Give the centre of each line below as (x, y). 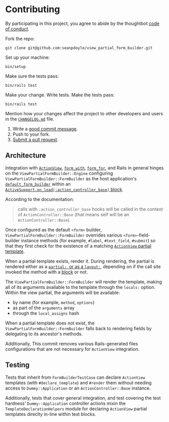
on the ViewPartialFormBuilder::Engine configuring (59, 173)
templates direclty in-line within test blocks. (51, 414)
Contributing (33, 9)
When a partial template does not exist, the (50, 323)
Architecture (26, 156)
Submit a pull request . (35, 139)
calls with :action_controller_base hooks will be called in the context (90, 209)
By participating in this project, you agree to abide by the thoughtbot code (82, 23)
